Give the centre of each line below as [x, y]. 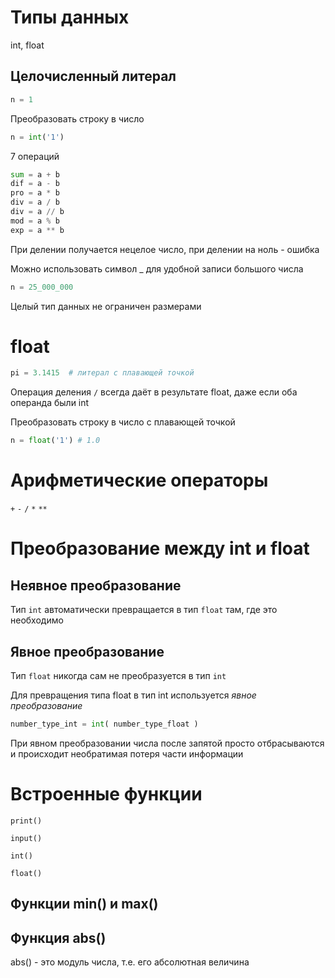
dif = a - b [35, 184]
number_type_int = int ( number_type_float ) [104, 724]
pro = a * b [35, 193]
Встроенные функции [106, 794]
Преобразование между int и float [160, 548]
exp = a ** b [37, 230]
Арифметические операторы [139, 480]
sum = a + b [35, 174]
